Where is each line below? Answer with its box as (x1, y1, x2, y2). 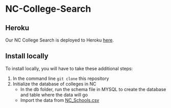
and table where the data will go (20, 92, 88, 98)
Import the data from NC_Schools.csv (20, 97, 100, 103)
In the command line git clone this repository (12, 75, 109, 81)
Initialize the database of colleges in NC (12, 80, 96, 87)
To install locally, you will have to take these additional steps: (5, 65, 133, 72)
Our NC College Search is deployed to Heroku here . (5, 37, 114, 43)
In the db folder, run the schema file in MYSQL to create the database (20, 86, 166, 92)
